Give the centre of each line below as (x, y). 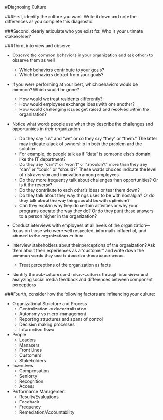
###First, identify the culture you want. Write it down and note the (71, 16)
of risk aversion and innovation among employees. (70, 174)
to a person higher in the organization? (58, 216)
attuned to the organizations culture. (48, 236)
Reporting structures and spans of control (61, 319)
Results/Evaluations (39, 397)
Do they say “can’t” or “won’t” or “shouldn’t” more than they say (83, 164)
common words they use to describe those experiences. (68, 256)
